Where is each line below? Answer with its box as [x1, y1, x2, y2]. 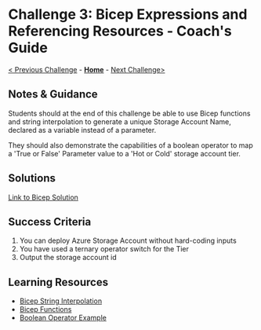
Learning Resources [8, 275, 108, 288]
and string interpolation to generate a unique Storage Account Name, [8, 116, 231, 126]
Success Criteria [8, 214, 92, 229]
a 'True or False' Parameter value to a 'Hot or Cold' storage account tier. [8, 148, 241, 158]
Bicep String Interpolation [19, 296, 103, 306]
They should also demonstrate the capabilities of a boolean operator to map [8, 140, 253, 150]
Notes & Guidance [8, 88, 98, 101]
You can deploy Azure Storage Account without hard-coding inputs [19, 236, 237, 245]
